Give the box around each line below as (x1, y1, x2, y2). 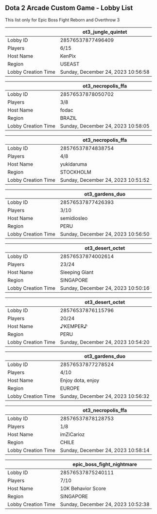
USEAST (60, 61, 80, 67)
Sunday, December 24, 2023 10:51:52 (60, 176, 150, 183)
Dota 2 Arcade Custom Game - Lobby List (5, 4, 133, 12)
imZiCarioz (60, 431, 85, 438)
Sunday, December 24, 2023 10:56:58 (60, 68, 150, 75)
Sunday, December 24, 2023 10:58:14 (60, 447, 150, 453)
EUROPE (60, 385, 80, 391)
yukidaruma (60, 161, 87, 168)
